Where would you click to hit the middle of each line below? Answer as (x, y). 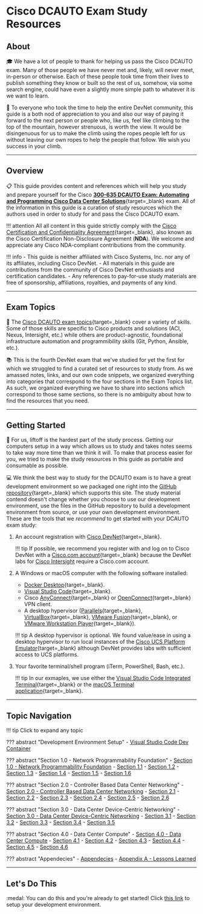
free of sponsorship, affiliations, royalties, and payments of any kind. (92, 282)
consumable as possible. (37, 465)
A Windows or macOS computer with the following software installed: (101, 573)
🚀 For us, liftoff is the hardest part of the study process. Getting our (90, 440)
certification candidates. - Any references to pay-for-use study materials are (101, 276)
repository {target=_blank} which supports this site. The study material (94, 493)
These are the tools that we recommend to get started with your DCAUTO (98, 519)
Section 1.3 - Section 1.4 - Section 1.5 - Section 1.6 (69, 773)
